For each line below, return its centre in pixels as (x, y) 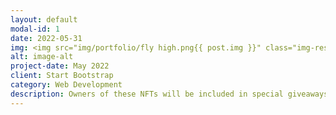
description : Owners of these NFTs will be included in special (147, 94)
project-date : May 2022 (60, 66)
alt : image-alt (42, 57)
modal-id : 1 (35, 29)
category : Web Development (66, 85)
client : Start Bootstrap (62, 76)
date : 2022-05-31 (46, 38)
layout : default (44, 19)
